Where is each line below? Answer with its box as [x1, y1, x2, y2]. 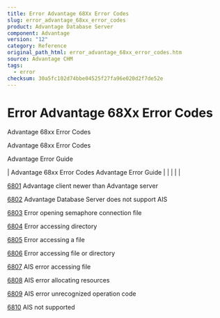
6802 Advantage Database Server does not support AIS [7, 196, 168, 204]
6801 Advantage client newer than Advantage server [7, 182, 159, 190]
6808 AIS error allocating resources [7, 276, 110, 285]
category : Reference [7, 42, 68, 49]
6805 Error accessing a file [7, 236, 85, 244]
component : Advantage [7, 29, 70, 37]
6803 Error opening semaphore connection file [7, 209, 142, 217]
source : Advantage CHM [7, 56, 73, 63]
